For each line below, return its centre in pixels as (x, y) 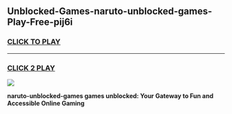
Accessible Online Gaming (46, 103)
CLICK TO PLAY (34, 42)
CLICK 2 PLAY (31, 68)
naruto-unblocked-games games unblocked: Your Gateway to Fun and (110, 95)
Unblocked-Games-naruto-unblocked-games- (110, 11)
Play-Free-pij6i (40, 22)
